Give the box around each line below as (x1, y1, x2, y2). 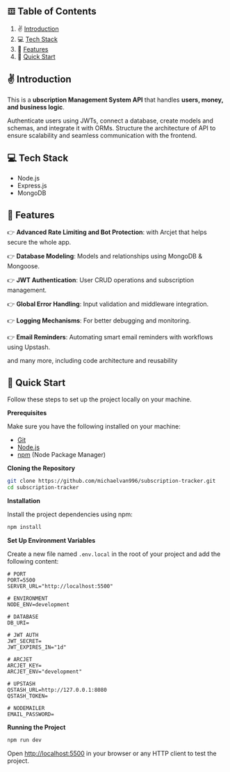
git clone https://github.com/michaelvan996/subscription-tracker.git (7, 477, 216, 485)
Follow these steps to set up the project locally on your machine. (7, 395, 192, 403)
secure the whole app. (7, 238, 72, 247)
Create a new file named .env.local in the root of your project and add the (7, 550, 221, 558)
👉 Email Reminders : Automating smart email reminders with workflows (7, 333, 213, 341)
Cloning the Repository (7, 464, 75, 472)
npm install (7, 523, 42, 530)
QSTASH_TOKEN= (7, 693, 49, 700)
